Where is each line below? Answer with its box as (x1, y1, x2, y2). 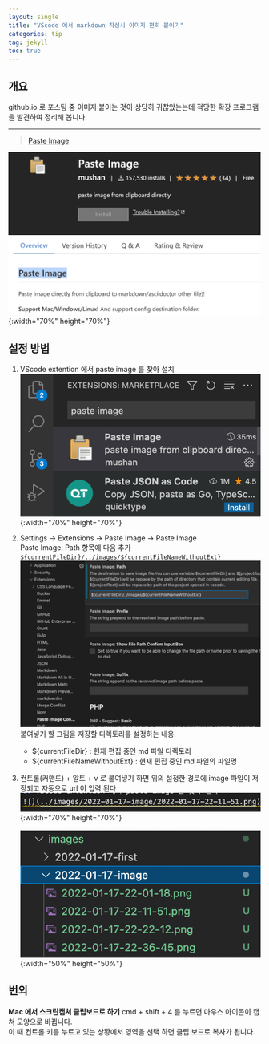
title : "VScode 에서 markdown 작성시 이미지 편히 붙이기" (8, 21, 184, 30)
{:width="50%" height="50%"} (19, 958, 122, 968)
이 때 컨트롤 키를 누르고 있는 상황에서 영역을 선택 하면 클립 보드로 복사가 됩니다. (8, 1026, 256, 1036)
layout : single (8, 13, 59, 21)
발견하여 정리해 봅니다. (16, 112, 88, 122)
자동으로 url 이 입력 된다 (41, 783, 117, 793)
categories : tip (8, 30, 62, 38)
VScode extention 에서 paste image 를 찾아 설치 (19, 365, 175, 374)
